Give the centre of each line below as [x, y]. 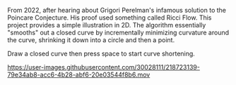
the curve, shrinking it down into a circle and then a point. [91, 40]
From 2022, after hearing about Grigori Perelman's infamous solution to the [117, 10]
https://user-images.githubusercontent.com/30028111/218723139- [104, 67]
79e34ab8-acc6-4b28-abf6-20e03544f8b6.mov [79, 74]
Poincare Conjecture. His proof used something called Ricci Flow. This [110, 18]
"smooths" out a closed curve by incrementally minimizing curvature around [118, 32]
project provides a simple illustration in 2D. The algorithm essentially [107, 25]
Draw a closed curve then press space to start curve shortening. [101, 53]
